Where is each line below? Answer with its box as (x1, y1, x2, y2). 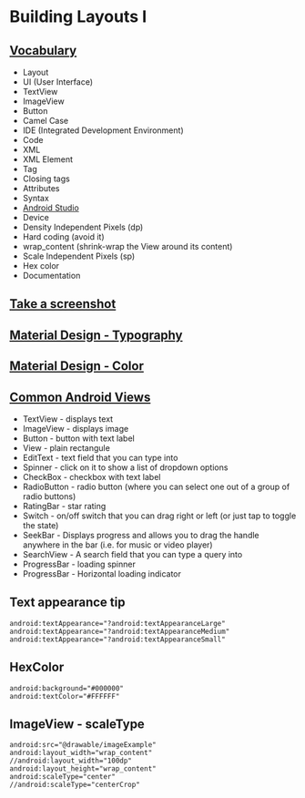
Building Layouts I (9, 6, 147, 27)
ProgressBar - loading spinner (22, 558, 137, 569)
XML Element (22, 154, 74, 165)
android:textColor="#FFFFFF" (9, 691, 120, 701)
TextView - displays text (22, 413, 114, 425)
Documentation (22, 271, 81, 281)
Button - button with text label (22, 433, 135, 444)
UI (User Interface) (22, 77, 94, 87)
